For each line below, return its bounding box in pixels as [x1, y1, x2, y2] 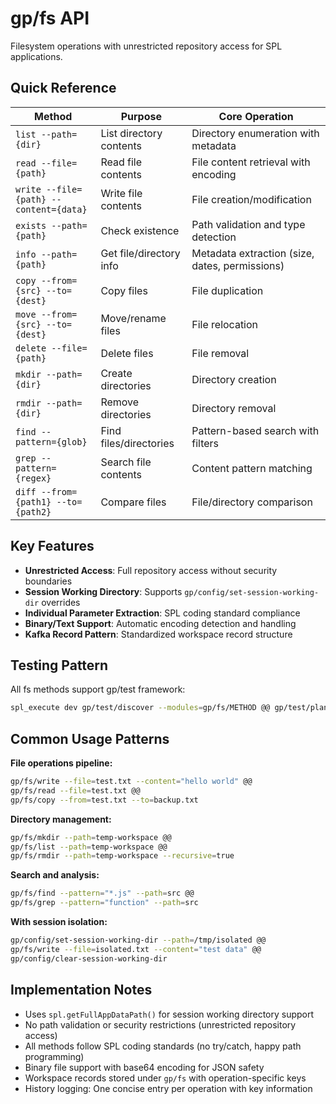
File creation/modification [191, 192, 312, 206]
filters [191, 436, 219, 450]
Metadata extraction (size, [191, 246, 315, 260]
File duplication [191, 283, 264, 297]
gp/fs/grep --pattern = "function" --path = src [10, 898, 199, 908]
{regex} [15, 472, 52, 484]
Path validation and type [191, 217, 306, 231]
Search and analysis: [10, 869, 100, 881]
